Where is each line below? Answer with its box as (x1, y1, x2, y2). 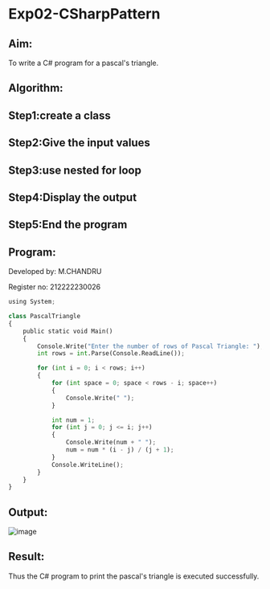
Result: (8, 550, 45, 563)
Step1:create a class (8, 108, 111, 122)
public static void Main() (22, 327, 113, 335)
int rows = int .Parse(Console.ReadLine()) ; (37, 350, 185, 358)
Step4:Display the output (8, 190, 137, 204)
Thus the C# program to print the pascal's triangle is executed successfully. (8, 571, 260, 581)
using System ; (8, 298, 56, 306)
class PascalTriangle (8, 313, 81, 321)
